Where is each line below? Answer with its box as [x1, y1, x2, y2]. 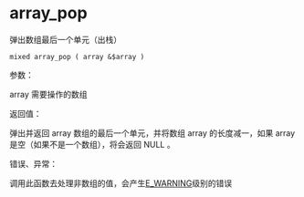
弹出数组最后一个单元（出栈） [9, 34, 121, 45]
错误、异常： [9, 158, 58, 169]
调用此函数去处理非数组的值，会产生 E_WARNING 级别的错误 [9, 177, 233, 189]
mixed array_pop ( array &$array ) [9, 52, 145, 61]
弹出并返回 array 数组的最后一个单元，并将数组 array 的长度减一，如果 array [9, 127, 296, 139]
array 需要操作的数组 [9, 88, 89, 99]
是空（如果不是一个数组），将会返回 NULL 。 [9, 139, 175, 150]
